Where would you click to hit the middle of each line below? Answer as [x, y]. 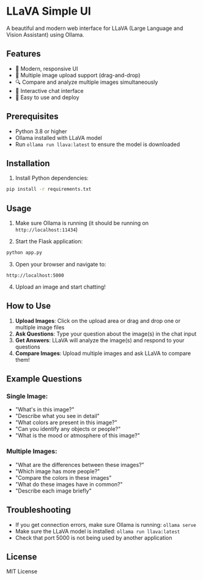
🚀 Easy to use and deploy [47, 97]
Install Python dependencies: [52, 178]
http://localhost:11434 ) [46, 230]
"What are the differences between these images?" [80, 464]
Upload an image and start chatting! [60, 287]
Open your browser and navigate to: [61, 264]
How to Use [29, 306]
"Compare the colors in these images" [63, 477]
